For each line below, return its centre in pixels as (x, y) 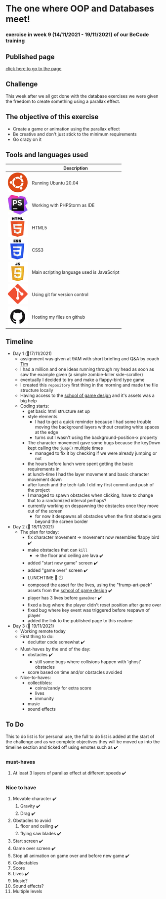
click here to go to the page (34, 68)
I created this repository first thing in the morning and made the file (89, 385)
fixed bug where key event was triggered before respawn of (89, 610)
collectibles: (40, 683)
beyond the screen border (62, 521)
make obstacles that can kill (58, 550)
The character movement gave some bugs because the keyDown (94, 442)
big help (28, 400)
